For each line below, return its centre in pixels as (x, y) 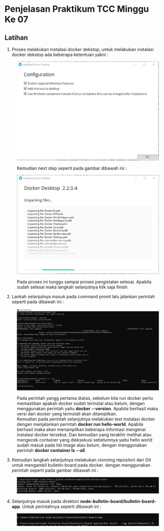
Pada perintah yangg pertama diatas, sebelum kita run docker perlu (85, 398)
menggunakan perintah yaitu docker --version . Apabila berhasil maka (87, 408)
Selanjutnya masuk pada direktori (45, 501)
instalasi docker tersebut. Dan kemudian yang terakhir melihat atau (84, 434)
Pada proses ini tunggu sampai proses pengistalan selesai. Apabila (84, 281)
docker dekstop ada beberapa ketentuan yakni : (60, 55)
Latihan (16, 38)
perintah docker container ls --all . (51, 450)
